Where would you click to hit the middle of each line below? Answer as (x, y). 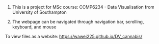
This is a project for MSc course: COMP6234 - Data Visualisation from (83, 7)
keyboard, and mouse (34, 27)
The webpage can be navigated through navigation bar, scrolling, (78, 22)
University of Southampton (40, 12)
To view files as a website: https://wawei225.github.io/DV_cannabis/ (74, 36)
